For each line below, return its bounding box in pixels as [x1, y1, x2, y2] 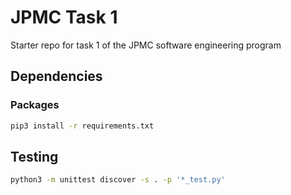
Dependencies [10, 68, 103, 85]
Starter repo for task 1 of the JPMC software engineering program [10, 39, 282, 51]
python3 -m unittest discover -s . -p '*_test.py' [10, 175, 226, 185]
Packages [10, 98, 60, 112]
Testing [10, 148, 59, 165]
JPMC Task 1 [10, 6, 118, 29]
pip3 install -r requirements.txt [10, 121, 155, 131]
